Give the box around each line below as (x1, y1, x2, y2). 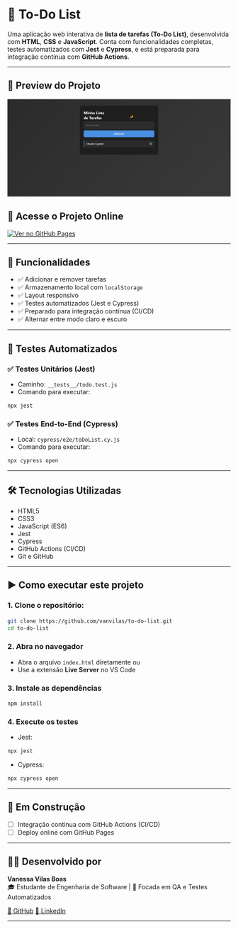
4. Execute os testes (7, 716, 79, 726)
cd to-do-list (7, 625, 50, 632)
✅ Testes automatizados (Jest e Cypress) (17, 299, 140, 308)
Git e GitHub (17, 552, 54, 560)
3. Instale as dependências (7, 683, 102, 693)
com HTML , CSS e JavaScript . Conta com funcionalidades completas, (7, 37, 214, 45)
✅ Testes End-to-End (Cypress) (7, 418, 118, 428)
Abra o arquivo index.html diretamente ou (17, 657, 140, 666)
